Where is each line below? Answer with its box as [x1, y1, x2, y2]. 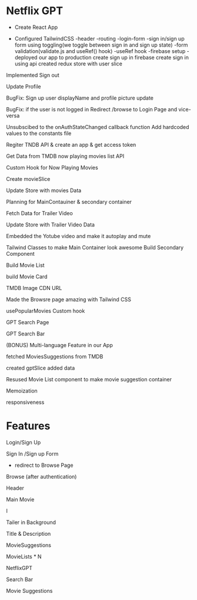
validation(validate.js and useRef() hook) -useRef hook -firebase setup [14, 47, 186, 54]
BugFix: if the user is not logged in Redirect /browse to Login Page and [6, 106, 178, 113]
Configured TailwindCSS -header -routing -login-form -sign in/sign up [14, 35, 185, 42]
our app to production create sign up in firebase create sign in [38, 54, 189, 61]
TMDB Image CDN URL [6, 284, 62, 291]
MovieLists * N [6, 553, 42, 560]
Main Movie [6, 496, 35, 503]
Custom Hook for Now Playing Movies [6, 164, 98, 171]
